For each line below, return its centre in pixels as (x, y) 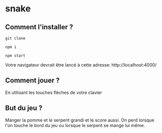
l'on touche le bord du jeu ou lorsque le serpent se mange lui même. (75, 125)
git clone (15, 38)
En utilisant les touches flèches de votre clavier (54, 92)
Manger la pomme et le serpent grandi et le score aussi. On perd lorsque (80, 120)
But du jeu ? (24, 108)
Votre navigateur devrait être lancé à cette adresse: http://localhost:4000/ (81, 65)
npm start (15, 56)
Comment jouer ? (32, 81)
